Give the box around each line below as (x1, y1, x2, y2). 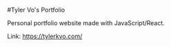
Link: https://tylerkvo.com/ (7, 32, 83, 40)
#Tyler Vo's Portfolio (7, 6, 66, 14)
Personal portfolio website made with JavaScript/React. (7, 19, 165, 27)
